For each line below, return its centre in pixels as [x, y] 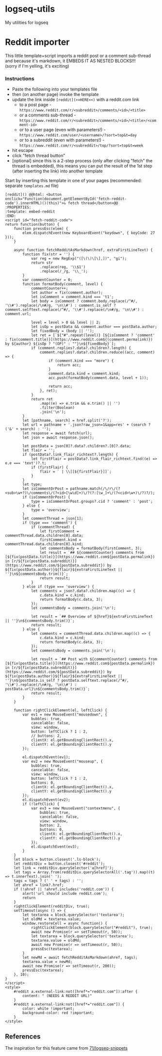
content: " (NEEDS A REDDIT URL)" [57, 996]
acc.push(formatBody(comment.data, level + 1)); [98, 378]
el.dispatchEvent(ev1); [46, 757]
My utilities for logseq [27, 22]
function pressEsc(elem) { [41, 229]
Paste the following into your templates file [55, 89]
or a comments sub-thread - [48, 115]
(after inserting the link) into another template [57, 171]
